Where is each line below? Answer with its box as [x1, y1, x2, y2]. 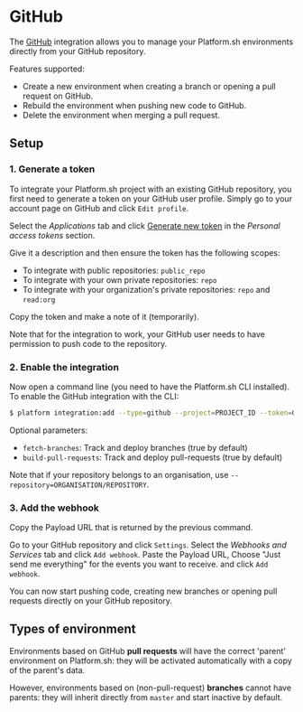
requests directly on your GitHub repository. [9, 595, 173, 606]
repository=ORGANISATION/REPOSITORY [9, 481, 147, 490]
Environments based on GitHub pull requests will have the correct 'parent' [9, 645, 287, 656]
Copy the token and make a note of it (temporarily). [9, 311, 200, 322]
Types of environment [9, 622, 136, 637]
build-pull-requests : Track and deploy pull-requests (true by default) [22, 452, 283, 463]
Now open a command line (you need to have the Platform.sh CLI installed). [9, 381, 290, 392]
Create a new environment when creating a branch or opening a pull [22, 80, 277, 91]
